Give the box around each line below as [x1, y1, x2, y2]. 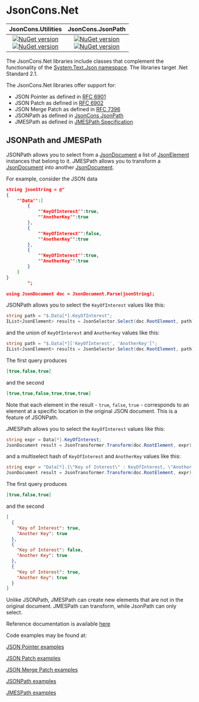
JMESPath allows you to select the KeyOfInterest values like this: [6, 425, 165, 432]
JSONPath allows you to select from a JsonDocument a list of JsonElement [6, 151, 190, 158]
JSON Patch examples [6, 655, 61, 662]
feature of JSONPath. [6, 414, 59, 421]
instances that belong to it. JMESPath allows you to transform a [6, 157, 161, 165]
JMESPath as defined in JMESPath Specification [14, 118, 133, 125]
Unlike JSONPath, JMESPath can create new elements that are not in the [6, 596, 184, 604]
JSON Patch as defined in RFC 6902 [14, 99, 104, 107]
